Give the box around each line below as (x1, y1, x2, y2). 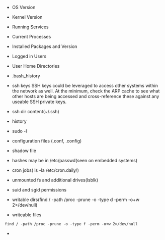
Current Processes (12, 34, 51, 39)
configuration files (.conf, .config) (12, 138, 82, 143)
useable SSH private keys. (12, 99, 67, 105)
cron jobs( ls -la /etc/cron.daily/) (12, 167, 79, 173)
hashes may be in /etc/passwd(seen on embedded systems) (12, 158, 138, 163)
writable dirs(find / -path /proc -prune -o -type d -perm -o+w (12, 197, 139, 203)
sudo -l (12, 128, 27, 134)
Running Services (12, 24, 49, 30)
